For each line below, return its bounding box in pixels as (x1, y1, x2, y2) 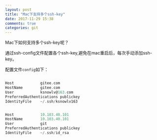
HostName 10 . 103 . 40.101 (5, 116, 69, 122)
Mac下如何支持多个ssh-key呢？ (5, 40, 69, 46)
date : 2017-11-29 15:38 (5, 16, 54, 21)
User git (5, 121, 48, 126)
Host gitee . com (5, 81, 60, 86)
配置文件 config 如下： (5, 67, 49, 73)
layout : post (5, 7, 32, 12)
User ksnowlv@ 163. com (5, 89, 74, 95)
